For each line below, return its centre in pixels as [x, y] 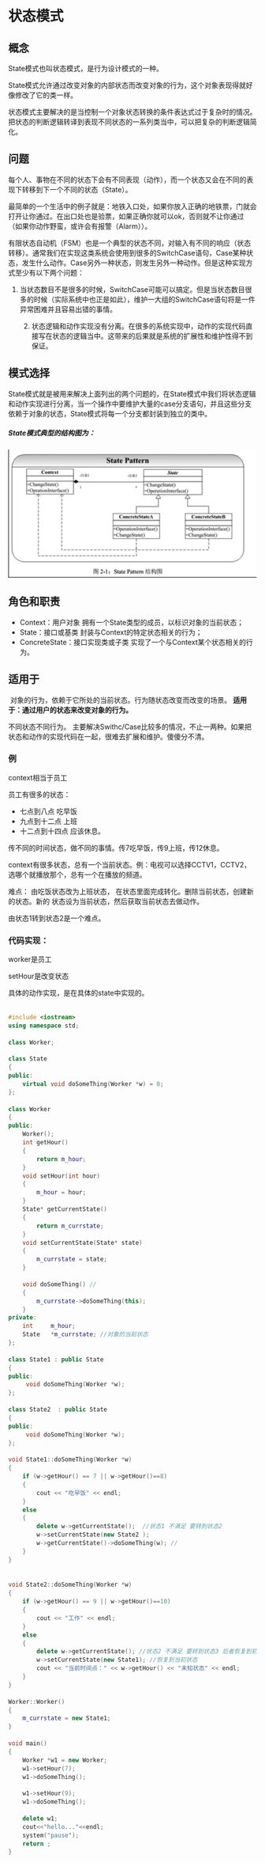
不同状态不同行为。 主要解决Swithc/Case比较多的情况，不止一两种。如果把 [130, 727]
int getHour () [45, 1143]
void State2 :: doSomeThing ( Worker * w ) [70, 1585]
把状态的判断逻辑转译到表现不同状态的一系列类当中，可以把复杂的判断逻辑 [129, 122]
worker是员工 [30, 959]
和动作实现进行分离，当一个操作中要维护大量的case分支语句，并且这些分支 [130, 404]
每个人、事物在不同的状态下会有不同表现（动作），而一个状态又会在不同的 [127, 180]
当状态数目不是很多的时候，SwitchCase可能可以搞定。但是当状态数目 [132, 289]
